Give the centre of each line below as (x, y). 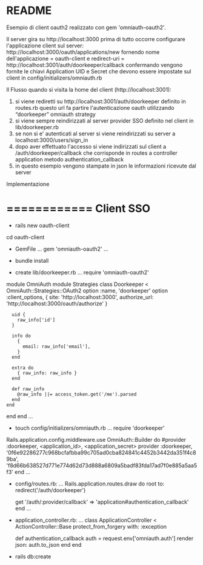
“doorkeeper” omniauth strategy (55, 114)
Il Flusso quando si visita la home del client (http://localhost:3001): (89, 89)
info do (22, 336)
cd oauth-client (25, 237)
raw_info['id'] (36, 320)
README (29, 11)
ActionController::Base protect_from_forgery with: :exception (91, 526)
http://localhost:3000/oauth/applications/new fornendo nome (83, 52)
